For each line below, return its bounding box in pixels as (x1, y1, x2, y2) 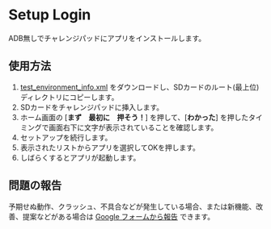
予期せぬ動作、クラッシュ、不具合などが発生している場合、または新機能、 (8, 202, 256, 211)
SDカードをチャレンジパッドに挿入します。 (19, 102, 164, 112)
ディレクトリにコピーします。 (19, 92, 119, 102)
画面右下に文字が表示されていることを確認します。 (48, 123, 218, 132)
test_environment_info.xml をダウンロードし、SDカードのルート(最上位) (19, 82, 260, 92)
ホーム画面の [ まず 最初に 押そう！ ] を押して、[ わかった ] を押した (19, 112, 249, 122)
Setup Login (8, 6, 91, 24)
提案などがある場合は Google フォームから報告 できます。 (22, 211, 215, 221)
